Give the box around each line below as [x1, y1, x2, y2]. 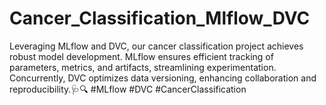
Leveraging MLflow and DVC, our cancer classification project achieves [9, 40, 304, 52]
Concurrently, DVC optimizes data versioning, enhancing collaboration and [9, 72, 317, 84]
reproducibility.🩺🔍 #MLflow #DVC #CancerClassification [9, 83, 247, 95]
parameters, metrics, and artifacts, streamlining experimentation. [9, 61, 277, 73]
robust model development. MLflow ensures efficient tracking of [9, 50, 274, 62]
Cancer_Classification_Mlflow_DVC [9, 7, 311, 30]
